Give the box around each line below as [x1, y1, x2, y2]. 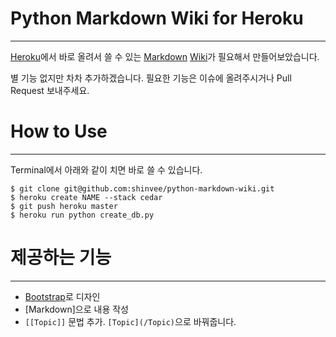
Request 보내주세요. [10, 84, 90, 96]
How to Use [10, 120, 108, 143]
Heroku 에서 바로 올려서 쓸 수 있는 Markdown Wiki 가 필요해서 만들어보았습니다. [10, 50, 320, 62]
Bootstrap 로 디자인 [24, 290, 101, 302]
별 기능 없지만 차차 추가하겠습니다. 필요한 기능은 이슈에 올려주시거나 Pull [10, 72, 292, 84]
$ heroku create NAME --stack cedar [10, 192, 163, 202]
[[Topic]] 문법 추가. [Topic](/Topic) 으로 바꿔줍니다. [24, 315, 237, 327]
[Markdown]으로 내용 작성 [24, 303, 129, 315]
